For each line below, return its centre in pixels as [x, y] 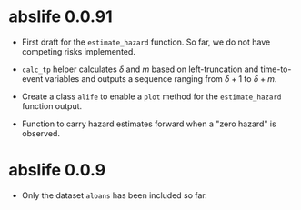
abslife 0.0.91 [60, 17]
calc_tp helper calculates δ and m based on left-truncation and [140, 69]
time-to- [276, 69]
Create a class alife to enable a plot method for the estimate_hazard [151, 96]
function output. [52, 105]
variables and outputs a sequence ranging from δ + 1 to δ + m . [161, 78]
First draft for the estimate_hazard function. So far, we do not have [146, 42]
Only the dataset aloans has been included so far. [115, 195]
